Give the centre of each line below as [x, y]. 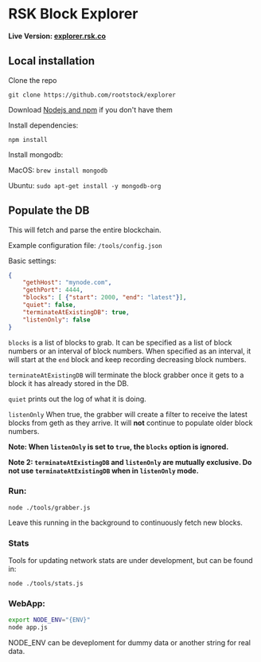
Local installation [52, 61]
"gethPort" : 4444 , [53, 290]
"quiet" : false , [50, 305]
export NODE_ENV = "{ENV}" [49, 620]
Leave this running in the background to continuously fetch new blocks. [125, 522]
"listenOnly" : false [56, 320]
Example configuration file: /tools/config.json [86, 245]
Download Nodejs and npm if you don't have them [90, 109]
